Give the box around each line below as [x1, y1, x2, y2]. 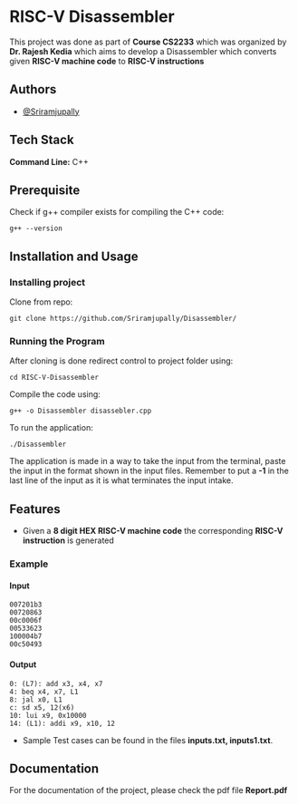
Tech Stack [9, 132, 74, 148]
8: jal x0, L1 [9, 695, 63, 704]
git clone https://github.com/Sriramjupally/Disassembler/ [9, 315, 237, 324]
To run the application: [9, 422, 93, 433]
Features [9, 501, 61, 517]
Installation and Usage [9, 248, 139, 264]
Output [9, 659, 37, 670]
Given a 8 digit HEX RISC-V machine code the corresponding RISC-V [22, 526, 284, 537]
